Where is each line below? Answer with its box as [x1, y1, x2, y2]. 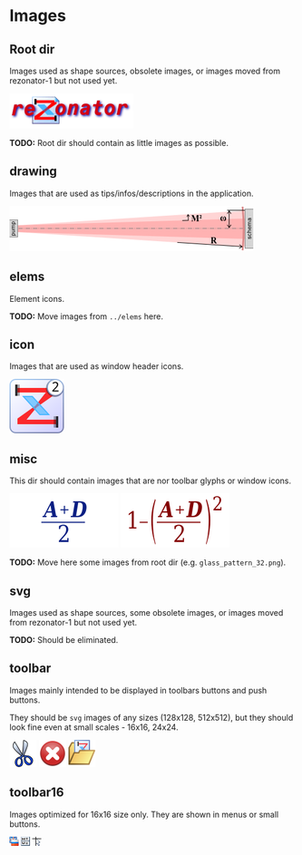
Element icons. [9, 293, 65, 304]
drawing [9, 164, 57, 180]
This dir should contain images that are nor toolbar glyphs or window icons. [9, 475, 292, 486]
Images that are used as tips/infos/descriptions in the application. [9, 188, 254, 199]
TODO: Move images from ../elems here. [9, 310, 163, 322]
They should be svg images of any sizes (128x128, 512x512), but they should [9, 712, 294, 723]
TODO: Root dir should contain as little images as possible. [9, 138, 229, 148]
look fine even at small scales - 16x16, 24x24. [9, 722, 179, 733]
